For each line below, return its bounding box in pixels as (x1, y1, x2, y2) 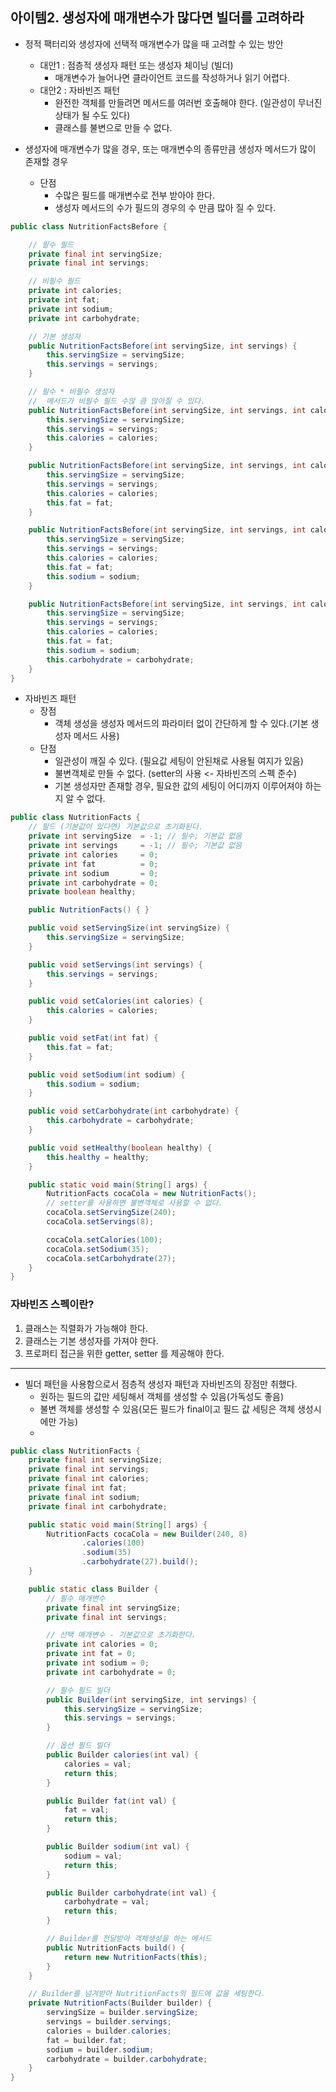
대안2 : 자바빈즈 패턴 (39, 84, 121, 96)
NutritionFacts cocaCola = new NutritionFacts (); (46, 1189, 257, 1199)
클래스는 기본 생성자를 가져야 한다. (24, 1334, 159, 1347)
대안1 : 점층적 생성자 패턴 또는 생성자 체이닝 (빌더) (39, 59, 234, 71)
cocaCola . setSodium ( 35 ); (46, 1244, 150, 1254)
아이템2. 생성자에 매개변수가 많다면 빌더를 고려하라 (10, 9, 305, 27)
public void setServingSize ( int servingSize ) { (28, 923, 230, 933)
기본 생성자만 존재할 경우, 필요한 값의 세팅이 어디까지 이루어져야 (54, 780, 303, 792)
